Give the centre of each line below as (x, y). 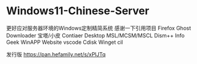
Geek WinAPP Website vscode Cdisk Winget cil (65, 42)
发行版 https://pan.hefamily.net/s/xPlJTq (56, 54)
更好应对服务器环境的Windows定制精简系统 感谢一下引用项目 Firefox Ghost (99, 28)
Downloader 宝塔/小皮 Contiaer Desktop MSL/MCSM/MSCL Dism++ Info (96, 35)
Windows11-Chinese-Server (78, 11)
